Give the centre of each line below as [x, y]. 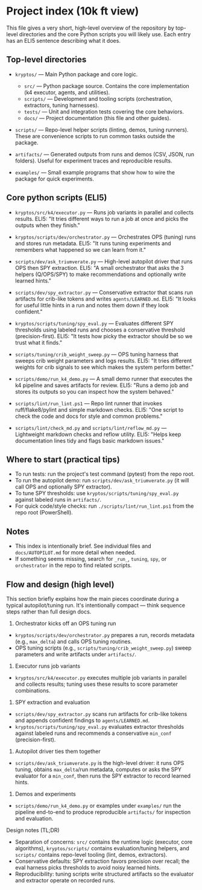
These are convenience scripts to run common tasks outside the [95, 136]
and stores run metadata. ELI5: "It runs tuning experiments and [93, 243]
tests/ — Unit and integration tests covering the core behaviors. [104, 111]
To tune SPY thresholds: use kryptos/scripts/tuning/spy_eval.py [97, 493]
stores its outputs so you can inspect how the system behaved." [94, 391]
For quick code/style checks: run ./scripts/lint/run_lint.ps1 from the [104, 506]
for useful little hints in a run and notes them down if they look [92, 305]
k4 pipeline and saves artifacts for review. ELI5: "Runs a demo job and [102, 385]
